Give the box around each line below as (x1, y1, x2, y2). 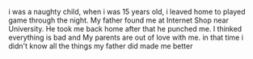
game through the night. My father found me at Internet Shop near (8, 15, 229, 25)
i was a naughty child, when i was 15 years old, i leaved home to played (8, 7, 246, 16)
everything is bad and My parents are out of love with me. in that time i (8, 32, 244, 42)
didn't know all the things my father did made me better (8, 41, 193, 51)
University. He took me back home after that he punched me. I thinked (8, 24, 242, 33)
